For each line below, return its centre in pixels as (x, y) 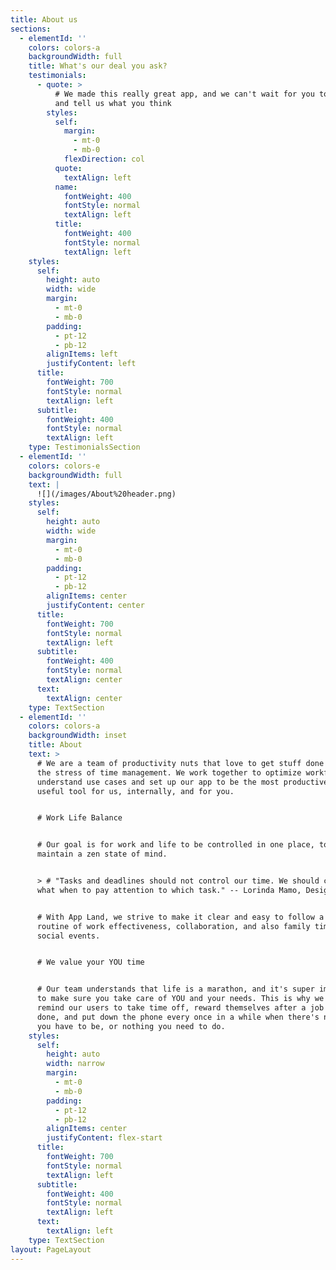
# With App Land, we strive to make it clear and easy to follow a (180, 917)
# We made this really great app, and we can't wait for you (184, 94)
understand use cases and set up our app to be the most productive (182, 782)
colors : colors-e (64, 466)
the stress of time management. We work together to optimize (169, 772)
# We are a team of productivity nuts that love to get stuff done (180, 763)
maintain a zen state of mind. (102, 854)
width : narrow (75, 1064)
